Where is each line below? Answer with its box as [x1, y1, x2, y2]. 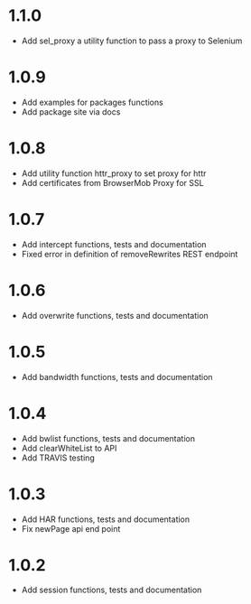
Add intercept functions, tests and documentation [21, 238, 207, 249]
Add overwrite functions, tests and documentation [21, 310, 209, 321]
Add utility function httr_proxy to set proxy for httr [21, 168, 207, 179]
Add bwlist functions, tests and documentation [21, 432, 196, 443]
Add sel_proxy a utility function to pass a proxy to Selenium [21, 35, 243, 46]
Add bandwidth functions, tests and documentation [21, 371, 213, 382]
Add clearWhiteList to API [21, 442, 117, 453]
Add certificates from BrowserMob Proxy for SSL [21, 177, 204, 188]
